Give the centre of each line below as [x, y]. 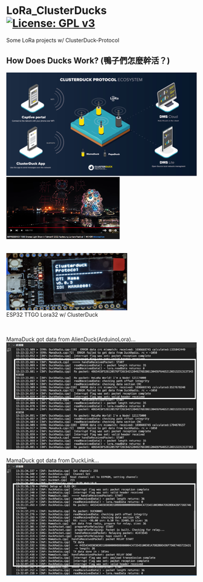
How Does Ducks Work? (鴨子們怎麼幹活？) [88, 61]
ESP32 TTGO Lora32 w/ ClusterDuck [52, 315]
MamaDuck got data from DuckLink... [53, 460]
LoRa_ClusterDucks [56, 11]
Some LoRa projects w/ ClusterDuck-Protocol [63, 40]
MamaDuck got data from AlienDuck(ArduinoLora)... [71, 339]
